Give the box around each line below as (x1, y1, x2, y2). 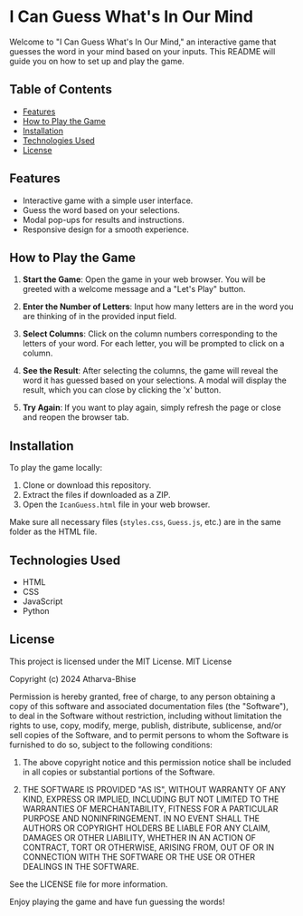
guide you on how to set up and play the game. (9, 55, 185, 66)
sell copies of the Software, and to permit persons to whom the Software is (9, 729, 289, 740)
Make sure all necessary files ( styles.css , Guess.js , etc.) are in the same (9, 517, 282, 528)
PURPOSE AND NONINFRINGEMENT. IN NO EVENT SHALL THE (22, 813, 260, 823)
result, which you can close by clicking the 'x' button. (22, 385, 222, 395)
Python (22, 606, 50, 616)
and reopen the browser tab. (22, 412, 129, 423)
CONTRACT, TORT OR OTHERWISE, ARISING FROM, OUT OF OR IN (22, 842, 274, 853)
